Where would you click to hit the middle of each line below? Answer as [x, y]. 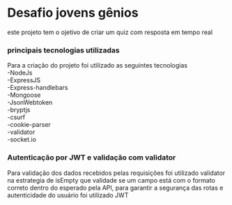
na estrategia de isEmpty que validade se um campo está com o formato [111, 180]
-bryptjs [19, 110]
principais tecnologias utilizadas [63, 50]
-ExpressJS [24, 80]
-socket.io [22, 139]
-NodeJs [20, 73]
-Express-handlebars [38, 88]
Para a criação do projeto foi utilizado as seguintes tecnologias [98, 66]
